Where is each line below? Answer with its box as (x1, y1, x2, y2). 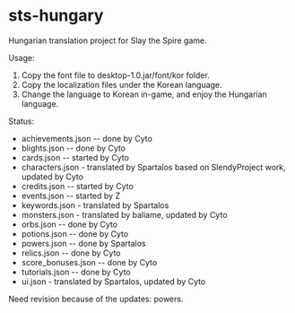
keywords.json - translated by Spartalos (21, 199, 169, 211)
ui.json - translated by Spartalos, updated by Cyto (21, 275, 206, 287)
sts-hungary (8, 5, 104, 26)
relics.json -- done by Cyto (21, 248, 121, 258)
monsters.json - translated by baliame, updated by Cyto (21, 209, 228, 220)
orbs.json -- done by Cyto (21, 219, 118, 230)
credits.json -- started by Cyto (21, 180, 134, 191)
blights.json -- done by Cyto (21, 143, 126, 153)
